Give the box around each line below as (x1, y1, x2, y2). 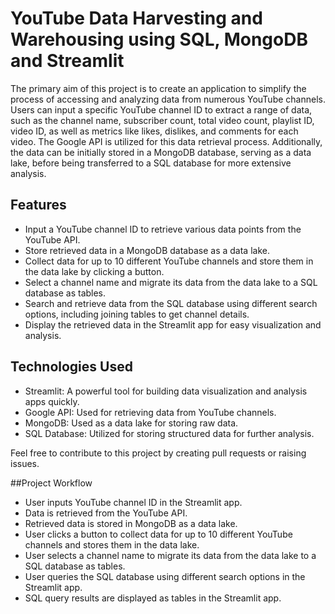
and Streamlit (10, 50, 125, 72)
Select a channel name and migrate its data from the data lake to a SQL (24, 276, 318, 288)
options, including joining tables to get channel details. (24, 308, 250, 320)
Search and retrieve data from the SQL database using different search (24, 297, 318, 309)
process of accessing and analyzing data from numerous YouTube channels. (10, 93, 326, 105)
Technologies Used (10, 358, 133, 376)
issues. (10, 457, 40, 469)
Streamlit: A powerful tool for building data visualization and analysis (24, 385, 308, 397)
